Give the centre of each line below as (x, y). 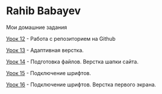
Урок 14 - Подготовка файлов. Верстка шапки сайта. (72, 61)
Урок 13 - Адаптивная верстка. (45, 50)
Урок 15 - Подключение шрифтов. (49, 73)
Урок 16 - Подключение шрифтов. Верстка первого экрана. (81, 85)
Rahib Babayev (43, 11)
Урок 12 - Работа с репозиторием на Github (61, 38)
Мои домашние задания (37, 27)
